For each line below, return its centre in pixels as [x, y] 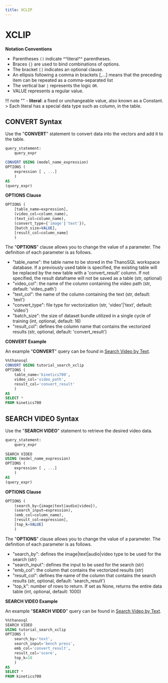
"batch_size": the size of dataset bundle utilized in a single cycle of [81, 316]
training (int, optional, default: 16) [47, 321]
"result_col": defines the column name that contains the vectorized [81, 326]
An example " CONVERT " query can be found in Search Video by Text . [78, 352]
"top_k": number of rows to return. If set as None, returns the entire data [87, 586]
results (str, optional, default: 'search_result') [59, 581]
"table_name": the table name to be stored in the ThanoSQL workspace [86, 262]
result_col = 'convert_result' [45, 384]
